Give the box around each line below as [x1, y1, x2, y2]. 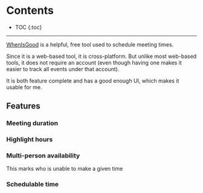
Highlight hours [6, 135, 53, 144]
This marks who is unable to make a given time [6, 165, 123, 172]
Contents [6, 4, 54, 17]
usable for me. [6, 83, 42, 90]
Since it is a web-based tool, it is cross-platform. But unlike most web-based [6, 52, 197, 60]
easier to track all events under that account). [6, 65, 120, 72]
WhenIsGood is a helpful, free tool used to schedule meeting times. [6, 40, 174, 48]
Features [6, 101, 40, 112]
